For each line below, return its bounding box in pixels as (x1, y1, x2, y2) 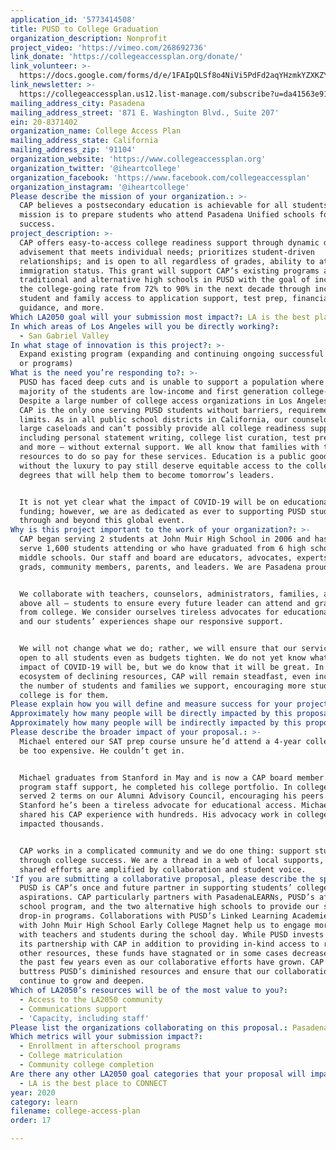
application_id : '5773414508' (10, 14, 137, 25)
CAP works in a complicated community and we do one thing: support (19, 846, 311, 856)
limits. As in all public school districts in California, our (19, 414, 288, 425)
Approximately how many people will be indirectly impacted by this (10, 718, 302, 728)
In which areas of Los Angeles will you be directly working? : (10, 321, 280, 331)
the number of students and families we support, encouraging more (19, 681, 307, 691)
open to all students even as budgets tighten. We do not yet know (19, 653, 307, 663)
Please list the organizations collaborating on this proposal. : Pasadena (10, 1022, 329, 1033)
